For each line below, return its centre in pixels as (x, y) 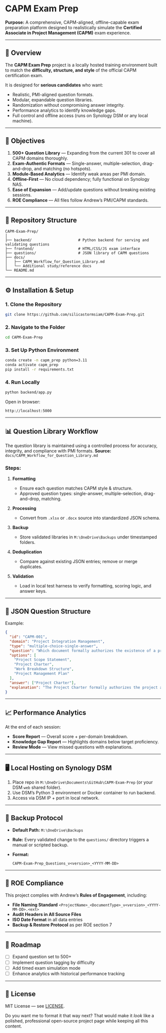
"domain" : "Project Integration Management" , (57, 641)
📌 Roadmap (23, 945)
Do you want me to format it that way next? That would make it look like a (80, 1015)
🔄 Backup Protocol (34, 818)
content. (14, 1026)
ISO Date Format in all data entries (47, 919)
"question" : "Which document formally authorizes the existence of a (83, 651)
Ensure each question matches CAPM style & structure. (76, 488)
